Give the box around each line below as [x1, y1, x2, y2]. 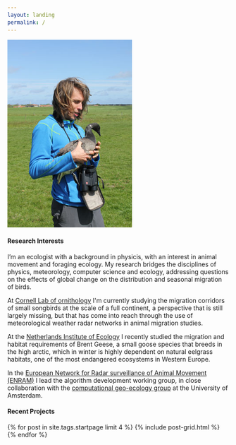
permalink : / [7, 18, 46, 26]
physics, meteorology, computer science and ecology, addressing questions [7, 267, 229, 275]
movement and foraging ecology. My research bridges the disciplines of [7, 260, 217, 268]
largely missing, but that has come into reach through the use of [7, 311, 194, 319]
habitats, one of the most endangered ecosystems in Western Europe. [7, 355, 211, 363]
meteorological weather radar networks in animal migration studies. [7, 319, 203, 327]
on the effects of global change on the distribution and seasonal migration [7, 275, 223, 283]
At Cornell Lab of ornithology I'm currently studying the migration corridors [7, 296, 225, 304]
